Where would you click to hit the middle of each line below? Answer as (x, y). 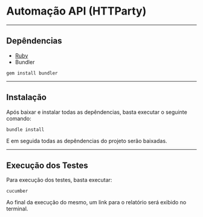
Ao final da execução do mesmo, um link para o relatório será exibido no (96, 202)
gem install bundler (32, 73)
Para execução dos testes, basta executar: (59, 180)
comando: (19, 118)
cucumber (17, 191)
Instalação (27, 97)
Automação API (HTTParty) (76, 11)
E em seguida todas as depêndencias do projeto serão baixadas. (87, 141)
